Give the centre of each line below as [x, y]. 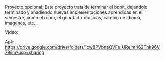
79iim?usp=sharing [25, 52]
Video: [12, 32]
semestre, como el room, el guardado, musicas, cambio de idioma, [73, 17]
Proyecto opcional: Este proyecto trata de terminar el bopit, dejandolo [76, 7]
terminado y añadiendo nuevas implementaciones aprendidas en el [74, 12]
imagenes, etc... [22, 23]
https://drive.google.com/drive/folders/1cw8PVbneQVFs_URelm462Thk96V [82, 47]
